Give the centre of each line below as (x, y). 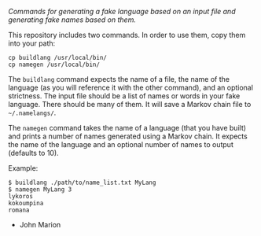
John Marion (40, 225)
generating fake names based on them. (72, 20)
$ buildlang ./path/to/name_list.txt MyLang (82, 183)
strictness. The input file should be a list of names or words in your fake (124, 96)
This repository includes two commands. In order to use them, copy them (127, 35)
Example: (23, 168)
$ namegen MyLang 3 (40, 190)
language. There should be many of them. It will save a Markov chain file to (130, 104)
